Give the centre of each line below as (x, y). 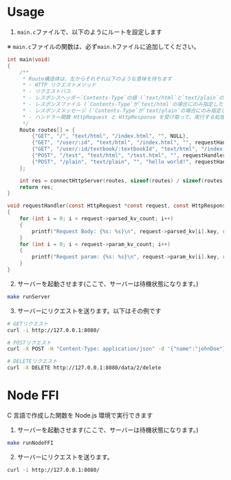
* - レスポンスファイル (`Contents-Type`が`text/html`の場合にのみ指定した (123, 105)
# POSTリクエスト (29, 342)
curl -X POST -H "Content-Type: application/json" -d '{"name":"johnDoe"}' (118, 349)
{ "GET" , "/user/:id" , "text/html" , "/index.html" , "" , (112, 143)
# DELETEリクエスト (32, 362)
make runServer (29, 296)
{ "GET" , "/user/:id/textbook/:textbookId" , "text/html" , (115, 149)
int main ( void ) (29, 59)
